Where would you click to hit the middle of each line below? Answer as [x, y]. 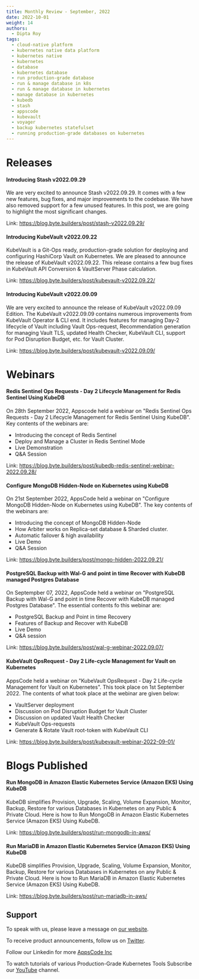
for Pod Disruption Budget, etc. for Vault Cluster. [65, 339]
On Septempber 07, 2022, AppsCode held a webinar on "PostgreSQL [91, 593]
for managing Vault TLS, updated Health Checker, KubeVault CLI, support [96, 332]
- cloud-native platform [42, 45]
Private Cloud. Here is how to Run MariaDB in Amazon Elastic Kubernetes [96, 878]
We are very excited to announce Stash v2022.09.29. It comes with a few [96, 193]
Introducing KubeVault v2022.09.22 [52, 237]
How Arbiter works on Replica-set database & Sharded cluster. [91, 529]
